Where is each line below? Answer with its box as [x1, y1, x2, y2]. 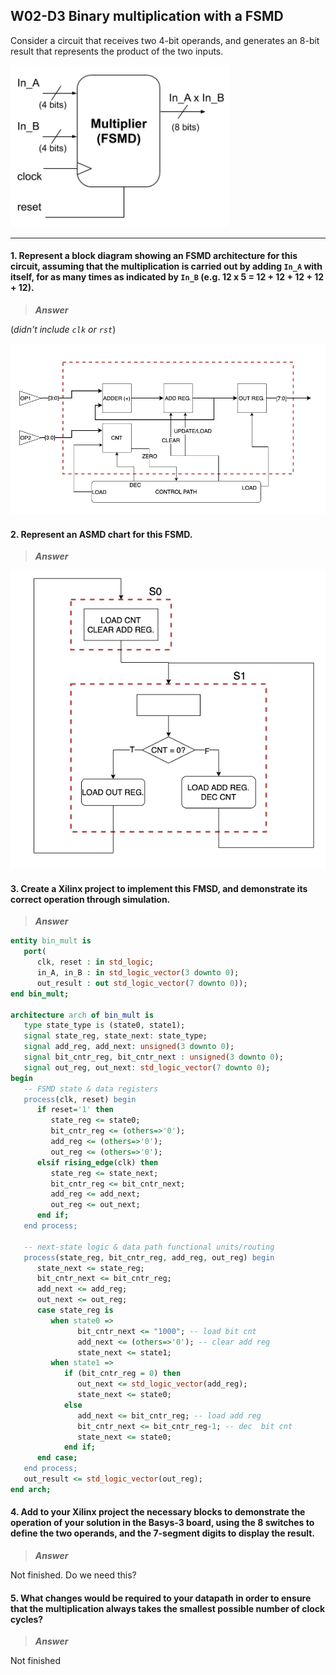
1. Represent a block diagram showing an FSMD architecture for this [10, 250, 298, 262]
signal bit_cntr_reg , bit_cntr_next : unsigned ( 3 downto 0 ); [23, 1052, 284, 1063]
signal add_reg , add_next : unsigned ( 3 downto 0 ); [23, 1042, 235, 1052]
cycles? [10, 1613, 44, 1625]
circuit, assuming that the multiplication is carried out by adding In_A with [10, 260, 323, 273]
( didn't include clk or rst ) [10, 323, 117, 335]
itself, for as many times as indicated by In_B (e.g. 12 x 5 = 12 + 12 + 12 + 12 [10, 271, 325, 283]
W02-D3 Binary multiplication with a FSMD [10, 8, 284, 25]
